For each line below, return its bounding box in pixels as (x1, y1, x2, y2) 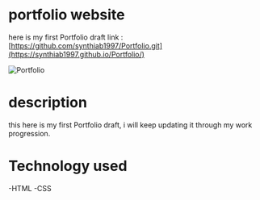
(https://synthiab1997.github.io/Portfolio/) (8, 49, 145, 59)
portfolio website (8, 6, 125, 24)
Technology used (8, 157, 128, 175)
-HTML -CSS (8, 183, 52, 193)
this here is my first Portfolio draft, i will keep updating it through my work (8, 119, 253, 130)
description (8, 94, 87, 112)
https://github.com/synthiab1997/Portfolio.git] (10, 40, 163, 50)
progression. (8, 128, 51, 138)
